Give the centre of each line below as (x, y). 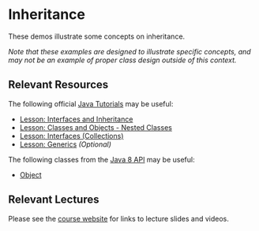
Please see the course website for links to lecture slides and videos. (118, 218)
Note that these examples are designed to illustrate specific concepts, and (129, 51)
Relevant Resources (58, 85)
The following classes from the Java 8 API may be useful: (101, 159)
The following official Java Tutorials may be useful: (91, 103)
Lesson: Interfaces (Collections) (71, 136)
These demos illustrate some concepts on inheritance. (97, 36)
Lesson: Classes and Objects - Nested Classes (96, 127)
